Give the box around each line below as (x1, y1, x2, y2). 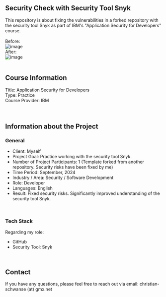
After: (5, 49, 17, 55)
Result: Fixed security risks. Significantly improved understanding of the (12, 190, 160, 196)
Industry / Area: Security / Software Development (12, 175, 114, 180)
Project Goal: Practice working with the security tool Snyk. (12, 154, 132, 160)
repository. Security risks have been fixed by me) (12, 164, 113, 170)
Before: (5, 38, 20, 44)
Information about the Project (5, 122, 98, 131)
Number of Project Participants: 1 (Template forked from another (12, 159, 144, 165)
